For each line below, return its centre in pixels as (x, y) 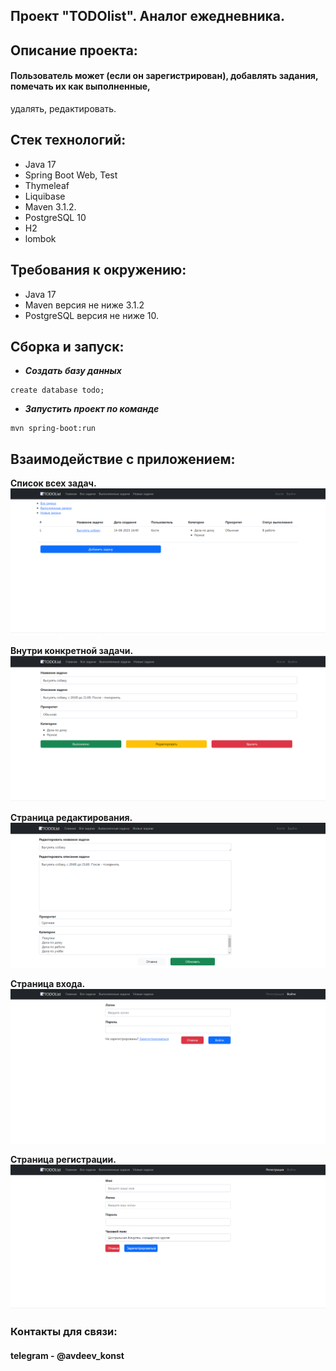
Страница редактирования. (71, 817)
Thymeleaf (47, 185)
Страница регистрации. (63, 1160)
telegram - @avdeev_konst (67, 1355)
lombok (40, 238)
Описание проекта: (74, 50)
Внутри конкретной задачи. (72, 650)
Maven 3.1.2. (50, 206)
